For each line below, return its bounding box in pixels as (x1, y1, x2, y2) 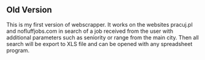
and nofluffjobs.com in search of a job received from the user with (6, 27, 173, 35)
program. (6, 47, 30, 54)
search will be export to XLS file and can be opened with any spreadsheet (6, 40, 193, 47)
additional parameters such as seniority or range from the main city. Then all (6, 33, 199, 41)
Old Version (6, 5, 52, 15)
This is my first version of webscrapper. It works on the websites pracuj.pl (6, 21, 193, 28)
